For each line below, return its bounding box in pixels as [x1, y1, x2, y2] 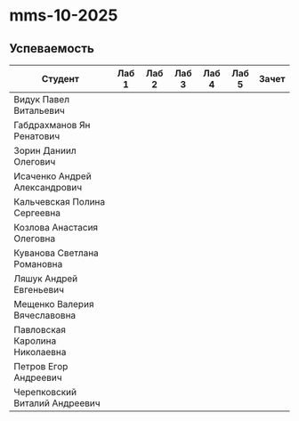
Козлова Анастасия [13, 222, 99, 233]
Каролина [13, 335, 57, 347]
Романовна [13, 258, 63, 270]
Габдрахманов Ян [13, 119, 91, 131]
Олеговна [13, 232, 56, 245]
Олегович [13, 156, 56, 167]
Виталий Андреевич [13, 397, 101, 409]
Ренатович [13, 130, 61, 142]
